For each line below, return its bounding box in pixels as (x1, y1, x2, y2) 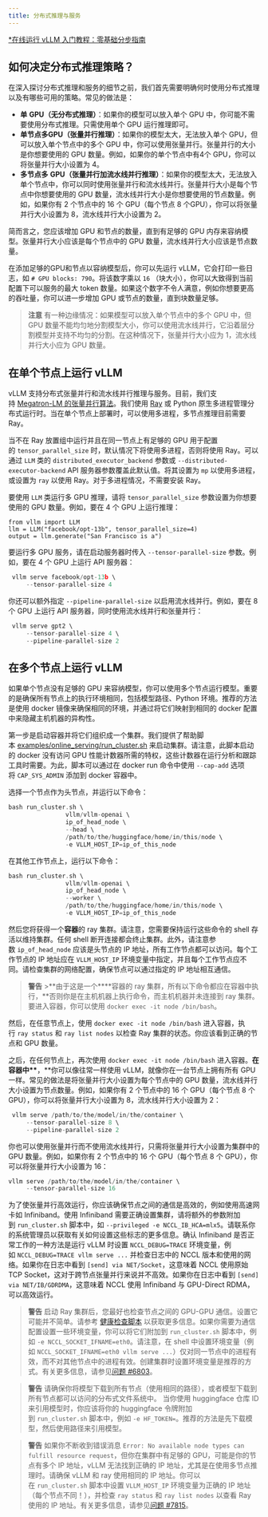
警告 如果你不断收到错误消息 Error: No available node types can (27, 1440, 245, 1450)
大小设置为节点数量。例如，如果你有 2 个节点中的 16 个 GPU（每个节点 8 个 (8, 1085, 255, 1095)
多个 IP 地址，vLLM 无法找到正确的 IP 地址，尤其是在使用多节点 (41, 1460, 251, 1470)
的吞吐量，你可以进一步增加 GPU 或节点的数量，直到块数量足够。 (8, 293, 223, 303)
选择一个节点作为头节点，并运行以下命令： (8, 787, 148, 797)
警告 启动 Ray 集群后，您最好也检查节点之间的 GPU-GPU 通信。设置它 (27, 1307, 258, 1317)
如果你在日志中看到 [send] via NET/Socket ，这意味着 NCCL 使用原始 (22, 1260, 249, 1269)
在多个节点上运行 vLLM (8, 661, 123, 675)
